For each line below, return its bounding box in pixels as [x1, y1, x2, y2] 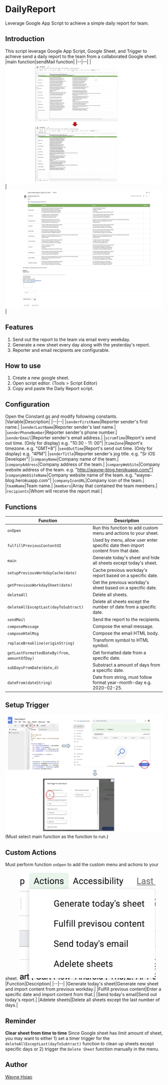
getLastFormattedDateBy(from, [7, 650, 70, 656]
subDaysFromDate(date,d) [7, 665, 59, 671]
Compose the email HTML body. [92, 630, 159, 636]
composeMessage [7, 624, 39, 629]
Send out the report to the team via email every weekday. [12, 336, 130, 342]
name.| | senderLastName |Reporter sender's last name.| [5, 424, 116, 430]
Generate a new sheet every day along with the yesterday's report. [12, 341, 150, 347]
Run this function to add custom [92, 525, 158, 531]
